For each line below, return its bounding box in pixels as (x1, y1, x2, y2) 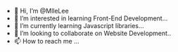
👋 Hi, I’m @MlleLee (13, 7, 69, 15)
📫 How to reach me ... (13, 37, 80, 45)
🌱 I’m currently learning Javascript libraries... (13, 22, 144, 30)
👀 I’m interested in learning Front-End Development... (13, 14, 168, 22)
